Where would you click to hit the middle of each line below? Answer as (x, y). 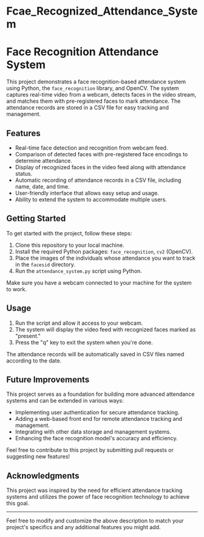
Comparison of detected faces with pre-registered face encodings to (101, 154)
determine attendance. (43, 161)
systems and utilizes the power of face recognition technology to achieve (98, 497)
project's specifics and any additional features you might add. (83, 527)
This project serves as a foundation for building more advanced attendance (100, 394)
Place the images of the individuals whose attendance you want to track (105, 258)
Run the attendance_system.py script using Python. (79, 271)
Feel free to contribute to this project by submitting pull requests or (90, 450)
